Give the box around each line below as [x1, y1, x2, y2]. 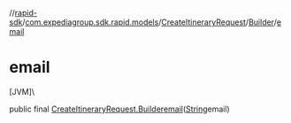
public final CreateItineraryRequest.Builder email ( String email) [9, 104, 230, 114]
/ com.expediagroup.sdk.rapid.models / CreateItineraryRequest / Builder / [21, 17, 277, 27]
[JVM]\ [9, 86, 35, 96]
